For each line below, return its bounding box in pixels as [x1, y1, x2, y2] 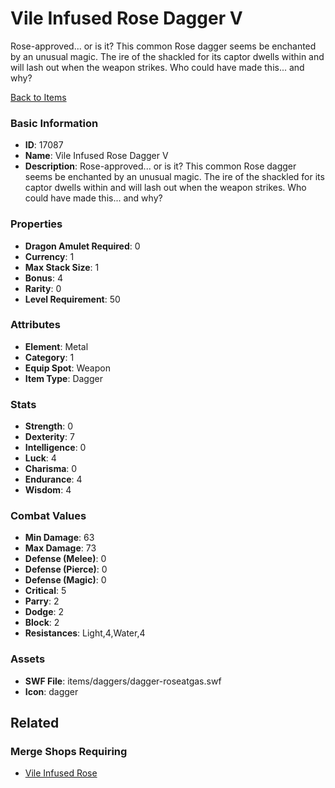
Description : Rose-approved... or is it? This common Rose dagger [24, 160, 297, 172]
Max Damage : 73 [24, 542, 97, 554]
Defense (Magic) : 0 [24, 574, 107, 586]
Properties [10, 217, 63, 231]
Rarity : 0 [24, 282, 62, 294]
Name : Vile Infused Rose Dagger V [24, 150, 169, 162]
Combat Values [10, 509, 87, 523]
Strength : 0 [24, 420, 74, 432]
